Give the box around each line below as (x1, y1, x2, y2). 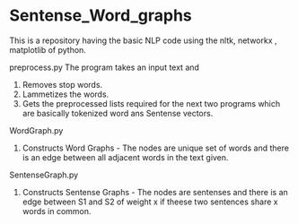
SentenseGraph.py (9, 169, 79, 180)
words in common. (22, 205, 92, 216)
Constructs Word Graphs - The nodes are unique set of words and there (22, 142, 290, 153)
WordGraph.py (9, 125, 64, 135)
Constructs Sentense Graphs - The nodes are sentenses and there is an (22, 186, 289, 197)
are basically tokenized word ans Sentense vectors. (22, 108, 214, 118)
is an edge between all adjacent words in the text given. (22, 151, 229, 162)
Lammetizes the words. (22, 89, 110, 99)
